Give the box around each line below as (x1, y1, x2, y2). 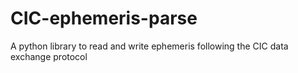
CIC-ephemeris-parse (10, 7, 198, 30)
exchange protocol (10, 50, 88, 62)
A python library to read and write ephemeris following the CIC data (10, 40, 289, 52)
